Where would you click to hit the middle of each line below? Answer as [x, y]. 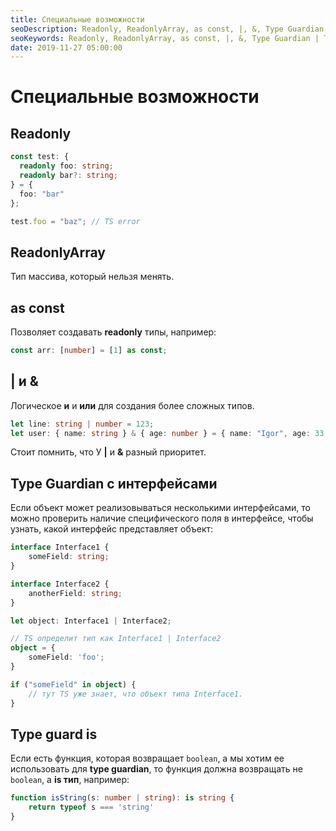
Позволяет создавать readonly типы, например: [113, 332]
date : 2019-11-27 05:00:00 [66, 47]
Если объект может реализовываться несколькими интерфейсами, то [160, 508]
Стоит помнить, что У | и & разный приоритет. [108, 452]
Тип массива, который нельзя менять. [92, 277]
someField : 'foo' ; [66, 657]
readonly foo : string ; [66, 166]
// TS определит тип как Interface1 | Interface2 [116, 639]
